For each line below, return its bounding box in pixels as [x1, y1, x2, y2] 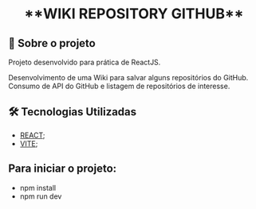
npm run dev [19, 192, 62, 201]
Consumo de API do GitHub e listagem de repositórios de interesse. [8, 81, 230, 91]
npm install [19, 183, 57, 192]
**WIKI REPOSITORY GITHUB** [24, 5, 244, 23]
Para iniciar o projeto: [8, 162, 117, 176]
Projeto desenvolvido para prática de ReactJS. [8, 57, 161, 67]
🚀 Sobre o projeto [8, 37, 96, 50]
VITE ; [19, 138, 38, 148]
